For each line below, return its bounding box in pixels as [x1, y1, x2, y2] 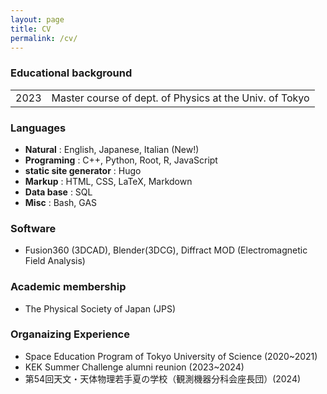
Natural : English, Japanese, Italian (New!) [24, 143, 200, 155]
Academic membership [10, 280, 127, 294]
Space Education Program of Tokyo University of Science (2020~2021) [24, 350, 318, 362]
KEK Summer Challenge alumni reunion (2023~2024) [24, 361, 245, 373]
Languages [10, 121, 67, 135]
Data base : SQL [24, 186, 93, 198]
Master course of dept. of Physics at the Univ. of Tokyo [51, 91, 310, 105]
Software [10, 221, 57, 235]
